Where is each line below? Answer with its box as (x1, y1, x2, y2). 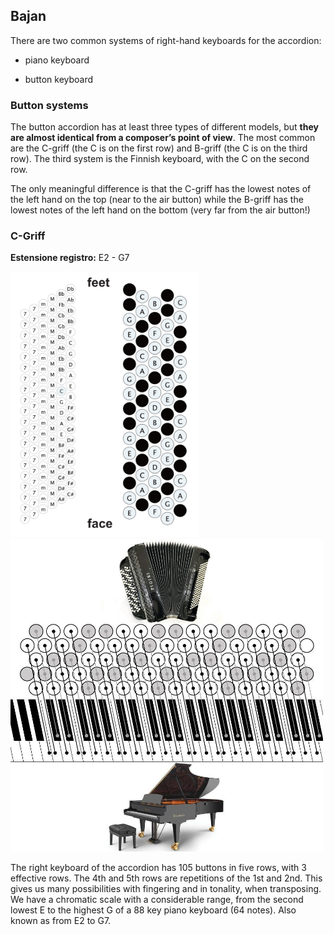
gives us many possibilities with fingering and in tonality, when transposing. (10, 882, 322, 894)
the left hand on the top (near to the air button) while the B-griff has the (10, 194, 304, 206)
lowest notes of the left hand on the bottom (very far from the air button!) (10, 204, 311, 216)
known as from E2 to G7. (10, 914, 112, 926)
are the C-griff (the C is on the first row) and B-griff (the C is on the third (10, 142, 308, 154)
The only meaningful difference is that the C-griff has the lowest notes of (10, 183, 312, 195)
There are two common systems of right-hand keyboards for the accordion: (10, 34, 322, 46)
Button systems (10, 98, 89, 112)
